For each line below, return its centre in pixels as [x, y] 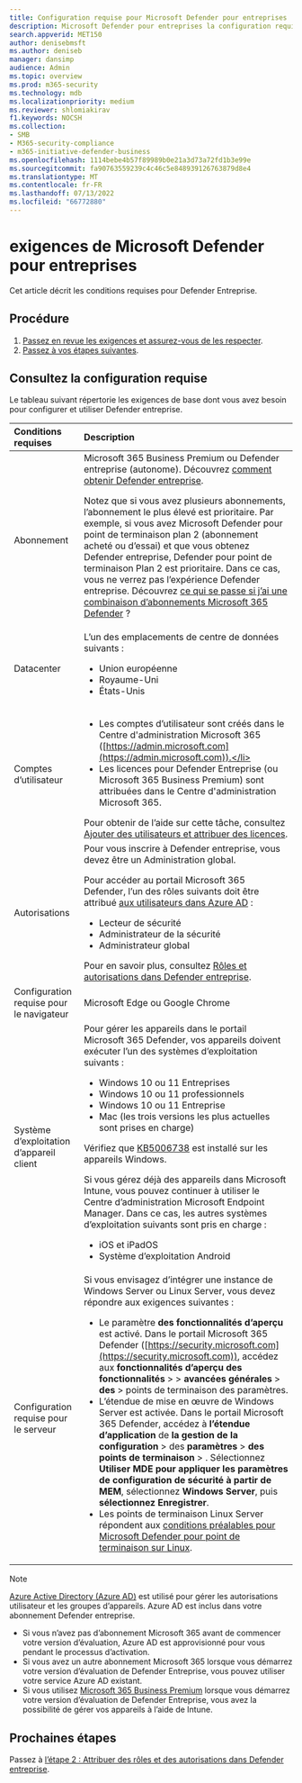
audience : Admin [40, 68]
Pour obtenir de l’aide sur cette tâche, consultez [185, 823]
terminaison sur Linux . [146, 1548]
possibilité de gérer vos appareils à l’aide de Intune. [117, 1710]
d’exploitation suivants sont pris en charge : [175, 1225]
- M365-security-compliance [62, 143]
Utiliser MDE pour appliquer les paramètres [193, 1469]
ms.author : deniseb [46, 51]
